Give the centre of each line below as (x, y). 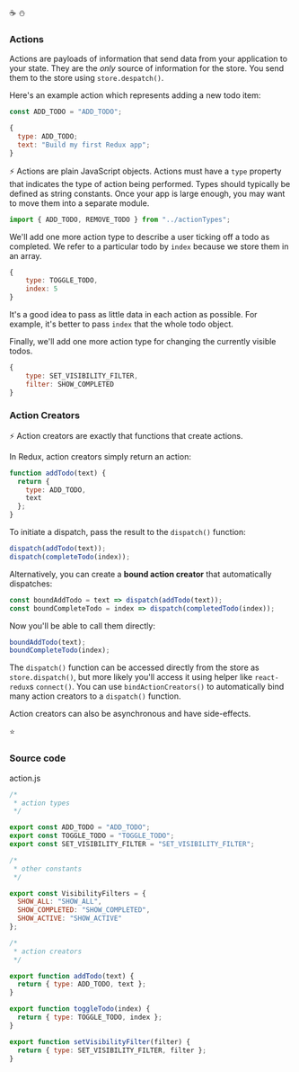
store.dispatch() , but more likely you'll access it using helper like (131, 677)
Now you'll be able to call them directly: (82, 625)
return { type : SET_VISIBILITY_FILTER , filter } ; (112, 1050)
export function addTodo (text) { (72, 976)
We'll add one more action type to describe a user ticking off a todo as (140, 237)
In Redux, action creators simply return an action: (100, 456)
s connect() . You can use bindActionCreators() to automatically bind (157, 687)
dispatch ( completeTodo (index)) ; (70, 557)
